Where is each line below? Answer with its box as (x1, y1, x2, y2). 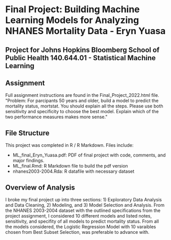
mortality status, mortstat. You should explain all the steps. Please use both (5, 103, 163, 109)
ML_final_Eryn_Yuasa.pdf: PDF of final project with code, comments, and (12, 152, 166, 158)
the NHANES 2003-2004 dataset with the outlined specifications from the (5, 207, 161, 214)
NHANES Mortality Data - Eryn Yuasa (5, 25, 166, 37)
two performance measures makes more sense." (5, 114, 108, 120)
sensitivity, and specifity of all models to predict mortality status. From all (5, 218, 159, 225)
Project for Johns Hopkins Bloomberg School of (5, 45, 160, 54)
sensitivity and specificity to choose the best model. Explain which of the (5, 109, 159, 115)
